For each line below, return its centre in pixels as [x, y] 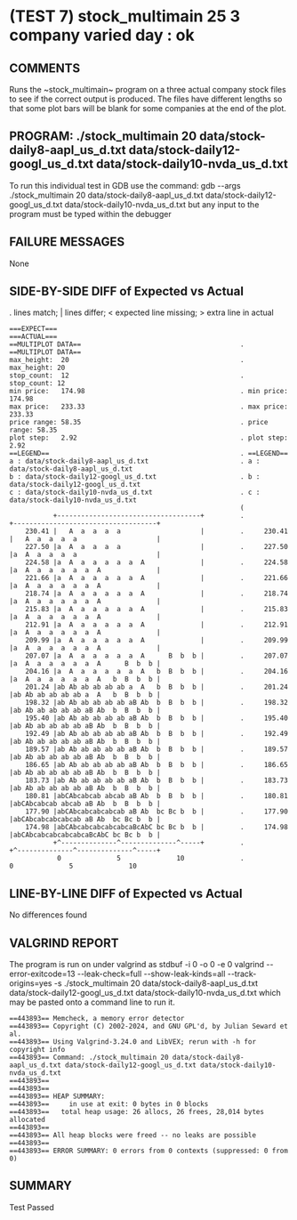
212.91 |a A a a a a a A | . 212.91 [157, 625]
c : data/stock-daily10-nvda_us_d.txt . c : [135, 493]
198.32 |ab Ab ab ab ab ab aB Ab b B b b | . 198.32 [157, 703]
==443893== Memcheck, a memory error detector [97, 1019]
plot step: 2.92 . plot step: [149, 438]
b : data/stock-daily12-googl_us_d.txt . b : [135, 477]
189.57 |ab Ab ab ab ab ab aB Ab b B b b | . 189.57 [157, 749]
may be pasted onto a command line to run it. [92, 1002]
